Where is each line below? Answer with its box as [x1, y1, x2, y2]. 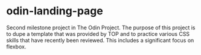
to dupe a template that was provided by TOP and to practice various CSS [6, 30, 190, 37]
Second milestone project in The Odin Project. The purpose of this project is [6, 24, 196, 31]
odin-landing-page [6, 4, 104, 18]
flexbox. [6, 43, 27, 50]
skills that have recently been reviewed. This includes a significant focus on [6, 36, 194, 44]
